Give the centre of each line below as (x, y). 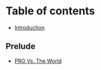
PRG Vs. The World (38, 60)
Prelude (20, 46)
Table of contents (50, 11)
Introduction (29, 28)
